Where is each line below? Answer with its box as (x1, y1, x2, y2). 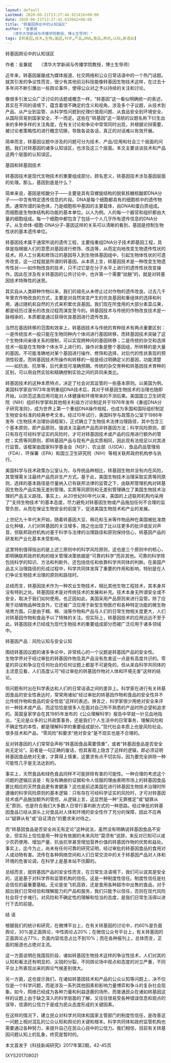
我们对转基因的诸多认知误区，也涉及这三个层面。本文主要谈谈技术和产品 (14, 145, 166, 151)
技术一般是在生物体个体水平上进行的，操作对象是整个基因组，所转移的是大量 (5, 344, 166, 350)
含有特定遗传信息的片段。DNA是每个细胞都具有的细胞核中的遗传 (22, 196, 158, 202)
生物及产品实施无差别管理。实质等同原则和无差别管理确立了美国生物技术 (9, 486, 161, 492)
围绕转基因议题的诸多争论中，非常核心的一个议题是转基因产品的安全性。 (5, 649, 155, 655)
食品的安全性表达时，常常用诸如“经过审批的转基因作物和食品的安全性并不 (9, 691, 164, 697)
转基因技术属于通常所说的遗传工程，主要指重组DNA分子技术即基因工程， (5, 239, 158, 245)
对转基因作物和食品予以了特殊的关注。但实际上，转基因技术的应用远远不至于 (5, 614, 166, 620)
